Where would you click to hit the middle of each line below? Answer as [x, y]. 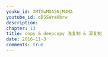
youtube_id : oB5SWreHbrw [37, 17]
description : [22, 23]
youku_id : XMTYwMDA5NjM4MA [39, 12]
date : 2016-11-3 [26, 39]
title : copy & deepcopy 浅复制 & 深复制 [54, 34]
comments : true [25, 45]
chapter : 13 [21, 28]
